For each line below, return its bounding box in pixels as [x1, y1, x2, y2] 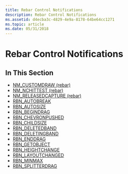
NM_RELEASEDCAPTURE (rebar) [12, 93, 82, 99]
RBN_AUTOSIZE [12, 104, 46, 110]
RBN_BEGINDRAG [12, 109, 50, 115]
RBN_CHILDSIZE [12, 120, 47, 126]
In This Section [5, 68, 54, 77]
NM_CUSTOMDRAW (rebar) [12, 82, 71, 88]
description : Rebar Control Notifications [5, 12, 97, 17]
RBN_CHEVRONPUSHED [12, 114, 65, 121]
